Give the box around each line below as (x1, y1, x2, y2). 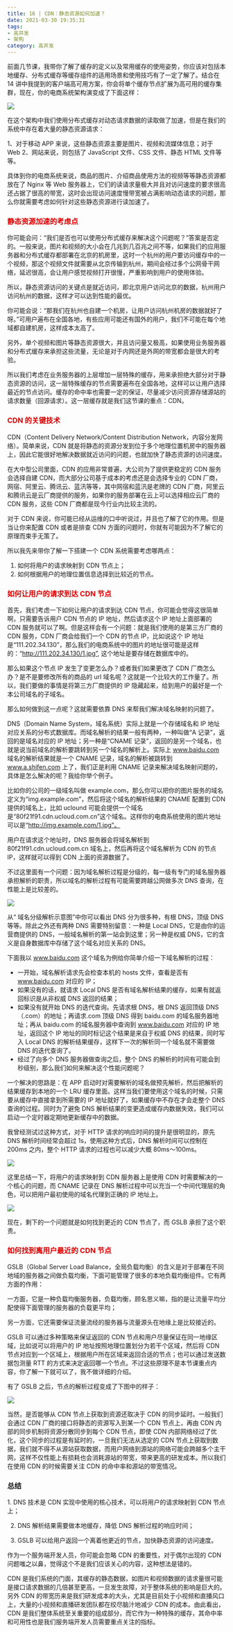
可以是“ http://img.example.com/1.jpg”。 (7, 821, 121, 829)
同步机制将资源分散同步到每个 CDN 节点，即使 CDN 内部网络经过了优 (19, 1427, 217, 1436)
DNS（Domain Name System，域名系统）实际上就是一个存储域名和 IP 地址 (7, 719, 221, 728)
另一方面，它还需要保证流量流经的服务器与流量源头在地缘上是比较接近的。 (7, 1319, 220, 1327)
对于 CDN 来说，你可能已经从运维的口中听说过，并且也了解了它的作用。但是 (7, 514, 225, 522)
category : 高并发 (7, 42, 54, 49)
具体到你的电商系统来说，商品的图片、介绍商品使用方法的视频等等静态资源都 (7, 171, 226, 180)
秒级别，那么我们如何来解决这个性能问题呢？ (17, 1063, 146, 1072)
